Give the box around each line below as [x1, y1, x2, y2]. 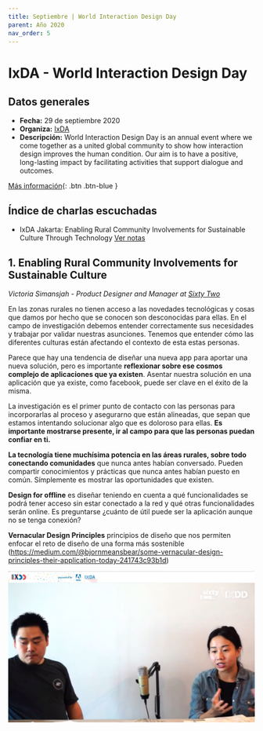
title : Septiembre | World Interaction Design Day [8, 13, 177, 20]
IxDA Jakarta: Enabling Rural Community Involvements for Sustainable [19, 225, 246, 235]
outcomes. [19, 166, 55, 176]
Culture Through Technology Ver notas [19, 233, 146, 243]
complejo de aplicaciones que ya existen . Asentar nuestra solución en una [8, 370, 252, 378]
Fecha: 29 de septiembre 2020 [19, 116, 121, 126]
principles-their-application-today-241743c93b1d [8, 556, 167, 565]
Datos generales [8, 95, 90, 108]
